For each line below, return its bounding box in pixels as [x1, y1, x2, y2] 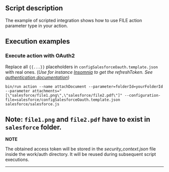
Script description [5, 4, 63, 13]
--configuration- [124, 93, 161, 98]
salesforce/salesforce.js [5, 101, 59, 107]
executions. [5, 156, 29, 162]
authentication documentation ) [5, 74, 69, 80]
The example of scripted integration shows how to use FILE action [5, 17, 142, 23]
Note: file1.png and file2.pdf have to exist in [5, 115, 150, 123]
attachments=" [32, 88, 62, 93]
